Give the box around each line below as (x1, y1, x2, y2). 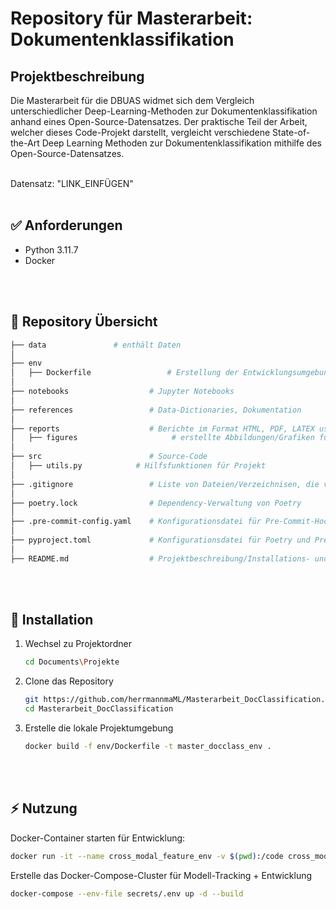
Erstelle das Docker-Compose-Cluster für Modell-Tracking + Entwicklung (10, 869, 313, 881)
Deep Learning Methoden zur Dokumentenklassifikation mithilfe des (41, 137, 322, 149)
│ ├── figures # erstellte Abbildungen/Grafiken (10, 433, 315, 443)
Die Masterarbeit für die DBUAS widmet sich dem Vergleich (10, 95, 255, 106)
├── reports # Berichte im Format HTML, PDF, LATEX (10, 423, 315, 434)
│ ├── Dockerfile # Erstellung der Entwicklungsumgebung (10, 368, 333, 378)
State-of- (272, 127, 311, 138)
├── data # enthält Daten (10, 340, 182, 350)
